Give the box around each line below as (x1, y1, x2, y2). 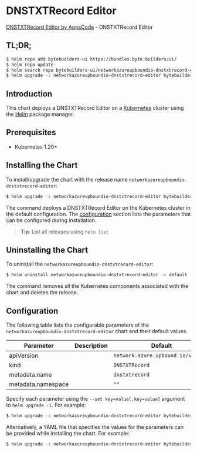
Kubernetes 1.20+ (14, 143, 57, 150)
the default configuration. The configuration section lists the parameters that (6, 210, 191, 217)
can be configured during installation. (6, 216, 97, 224)
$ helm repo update (6, 62, 54, 68)
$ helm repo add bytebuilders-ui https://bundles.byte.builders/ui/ (6, 56, 177, 62)
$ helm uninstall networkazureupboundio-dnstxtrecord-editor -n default (6, 272, 188, 278)
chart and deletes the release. (6, 289, 79, 296)
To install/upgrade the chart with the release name (6, 176, 128, 183)
